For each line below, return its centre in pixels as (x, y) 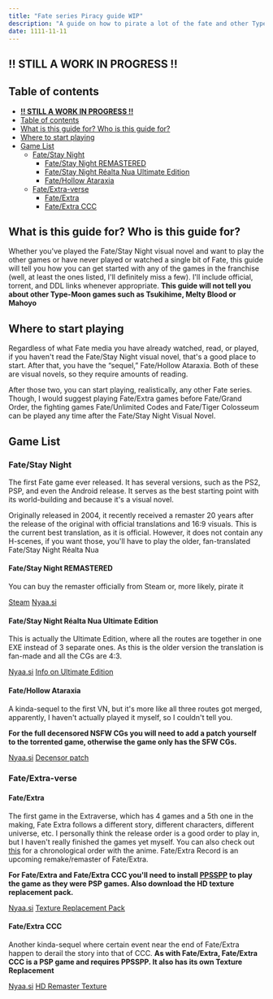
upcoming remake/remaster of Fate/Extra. (78, 859)
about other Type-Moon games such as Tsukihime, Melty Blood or (122, 294)
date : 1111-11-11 (38, 31)
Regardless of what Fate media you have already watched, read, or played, (134, 348)
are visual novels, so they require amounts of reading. (98, 374)
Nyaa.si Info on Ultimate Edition (61, 672)
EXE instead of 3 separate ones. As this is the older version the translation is (136, 648)
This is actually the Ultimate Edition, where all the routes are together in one (135, 639)
